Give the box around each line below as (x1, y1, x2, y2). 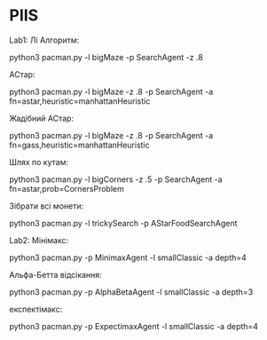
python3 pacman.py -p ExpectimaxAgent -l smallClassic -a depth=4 (9, 320, 259, 331)
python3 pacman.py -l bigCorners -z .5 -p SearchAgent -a (9, 174, 224, 185)
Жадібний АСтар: (9, 113, 74, 123)
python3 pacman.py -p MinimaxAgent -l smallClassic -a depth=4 (9, 252, 247, 263)
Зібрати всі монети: (9, 201, 84, 211)
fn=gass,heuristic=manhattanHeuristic (9, 139, 151, 150)
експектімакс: (9, 304, 63, 314)
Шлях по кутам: (9, 156, 69, 167)
